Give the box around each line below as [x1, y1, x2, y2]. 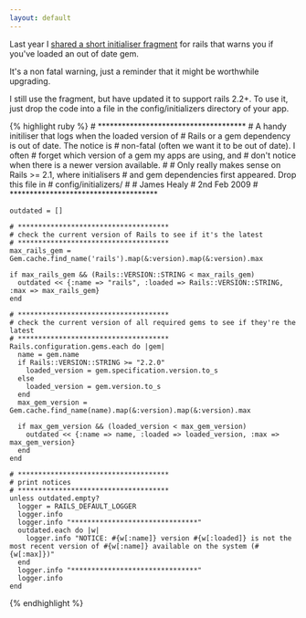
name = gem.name [17, 350, 79, 359]
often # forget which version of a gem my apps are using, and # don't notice [9, 150, 297, 161]
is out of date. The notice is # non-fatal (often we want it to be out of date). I [9, 140, 296, 151]
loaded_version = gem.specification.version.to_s [26, 366, 219, 375]
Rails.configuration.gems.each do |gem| [9, 341, 166, 351]
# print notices [9, 477, 71, 487]
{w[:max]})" [9, 550, 55, 559]
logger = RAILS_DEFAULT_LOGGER [17, 501, 137, 511]
